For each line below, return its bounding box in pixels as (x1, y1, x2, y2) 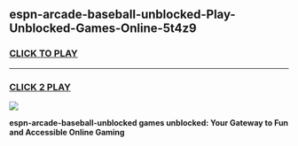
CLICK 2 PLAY (9, 81, 71, 93)
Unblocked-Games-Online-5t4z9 (9, 21, 197, 36)
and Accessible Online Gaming (9, 127, 125, 137)
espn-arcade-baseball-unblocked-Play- (9, 7, 237, 22)
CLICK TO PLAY (9, 48, 78, 60)
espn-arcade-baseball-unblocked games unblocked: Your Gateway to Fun (9, 117, 289, 127)
